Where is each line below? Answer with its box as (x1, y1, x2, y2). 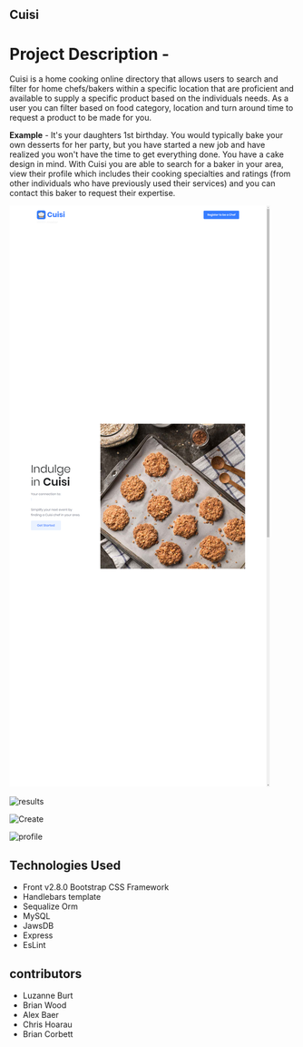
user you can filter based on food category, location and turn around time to (9, 103, 294, 114)
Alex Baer (22, 1009, 59, 1020)
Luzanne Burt (22, 990, 73, 1001)
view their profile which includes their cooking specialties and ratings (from (9, 168, 291, 180)
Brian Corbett (22, 1028, 73, 1039)
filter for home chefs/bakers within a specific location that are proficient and (9, 84, 295, 94)
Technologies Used (9, 857, 121, 873)
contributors (9, 966, 83, 982)
